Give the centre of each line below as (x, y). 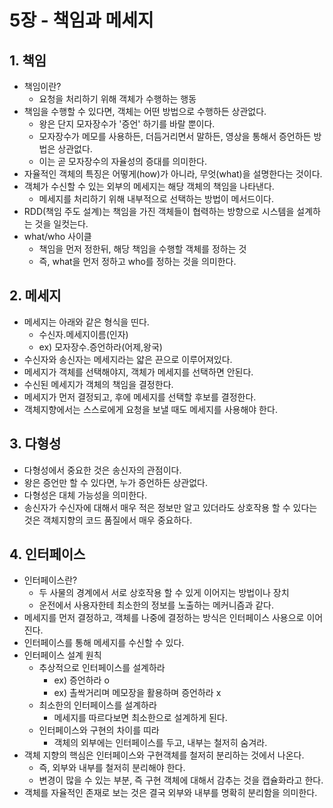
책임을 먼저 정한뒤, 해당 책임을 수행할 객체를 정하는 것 (142, 249)
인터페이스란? (50, 580)
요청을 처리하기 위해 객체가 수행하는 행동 (117, 99)
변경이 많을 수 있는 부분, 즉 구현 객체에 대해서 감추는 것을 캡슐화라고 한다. (181, 780)
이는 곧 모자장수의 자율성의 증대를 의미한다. (123, 161)
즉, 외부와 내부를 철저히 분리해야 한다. (112, 768)
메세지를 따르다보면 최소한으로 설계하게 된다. (140, 718)
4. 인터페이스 (47, 554)
